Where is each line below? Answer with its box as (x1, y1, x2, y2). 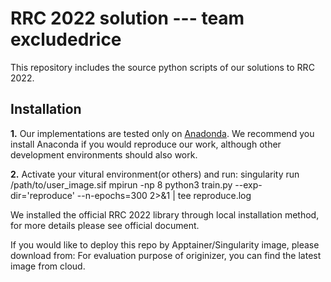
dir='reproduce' (10, 189, 75, 201)
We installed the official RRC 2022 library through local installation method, (10, 208, 320, 221)
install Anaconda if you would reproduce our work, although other (10, 138, 282, 150)
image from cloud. (10, 260, 86, 272)
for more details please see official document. (10, 219, 200, 231)
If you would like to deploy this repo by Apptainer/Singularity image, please (10, 238, 320, 251)
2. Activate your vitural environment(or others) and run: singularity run (10, 168, 300, 180)
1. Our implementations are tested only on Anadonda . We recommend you (10, 127, 315, 139)
